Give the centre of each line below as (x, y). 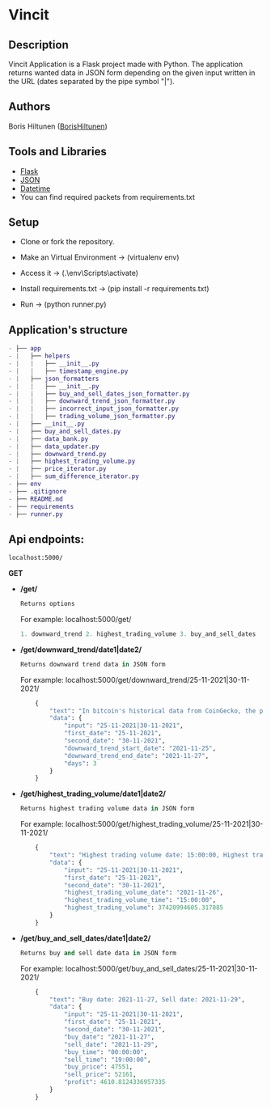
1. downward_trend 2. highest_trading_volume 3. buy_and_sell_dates (138, 634)
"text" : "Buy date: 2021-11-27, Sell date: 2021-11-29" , (147, 999)
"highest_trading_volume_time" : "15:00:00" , (140, 900)
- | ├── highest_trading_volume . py (72, 461)
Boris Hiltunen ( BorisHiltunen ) (58, 126)
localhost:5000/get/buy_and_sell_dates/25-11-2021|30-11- (161, 968)
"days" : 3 (80, 763)
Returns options (47, 604)
